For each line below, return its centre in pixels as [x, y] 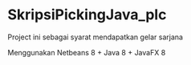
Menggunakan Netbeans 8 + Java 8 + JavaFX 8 [87, 52]
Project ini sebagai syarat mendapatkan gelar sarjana [95, 37]
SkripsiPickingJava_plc [87, 15]
